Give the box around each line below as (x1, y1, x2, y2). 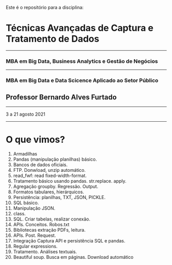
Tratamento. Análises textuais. (13, 248, 77, 255)
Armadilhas (13, 150, 37, 157)
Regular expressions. (13, 243, 58, 249)
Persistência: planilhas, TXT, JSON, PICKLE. (13, 194, 106, 200)
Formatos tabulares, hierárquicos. (13, 189, 84, 195)
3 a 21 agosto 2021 (6, 111, 45, 117)
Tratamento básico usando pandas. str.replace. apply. (13, 178, 127, 184)
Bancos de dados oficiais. (13, 161, 68, 168)
